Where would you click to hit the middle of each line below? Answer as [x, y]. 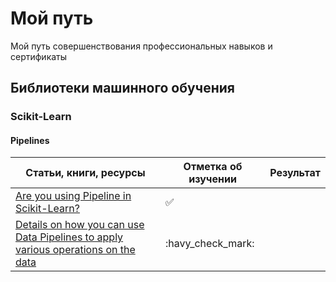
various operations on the [75, 250]
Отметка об [213, 167]
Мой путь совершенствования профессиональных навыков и [141, 46]
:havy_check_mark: [209, 244]
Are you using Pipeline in [73, 196]
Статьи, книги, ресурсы [85, 173]
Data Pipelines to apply [69, 237]
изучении [212, 179]
